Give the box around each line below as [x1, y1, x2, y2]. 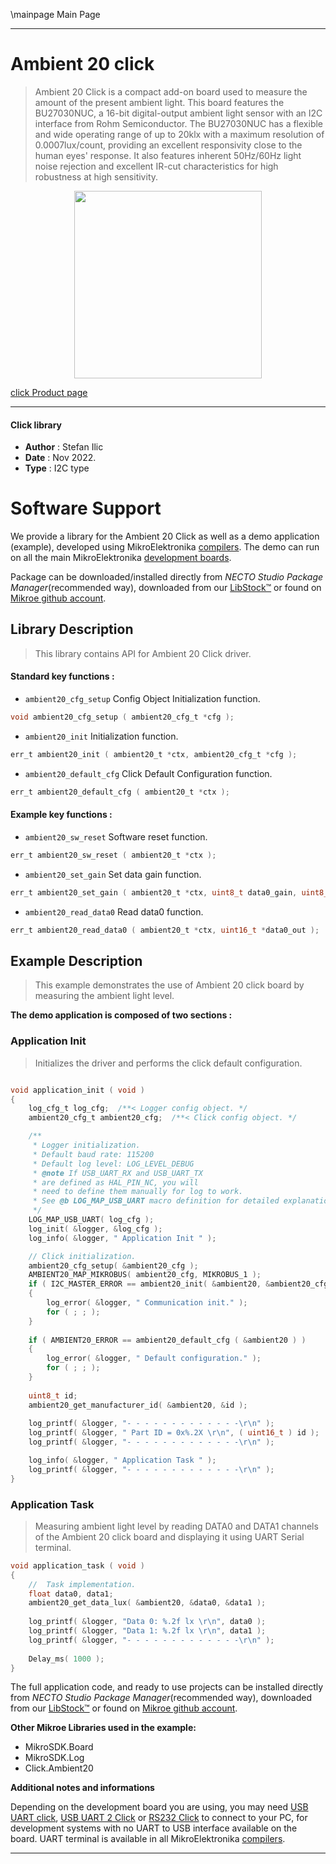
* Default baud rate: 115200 [32, 1149, 155, 1159]
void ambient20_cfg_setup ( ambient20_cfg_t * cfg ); [10, 712, 235, 723]
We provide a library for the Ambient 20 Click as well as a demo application [10, 530, 320, 543]
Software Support [10, 497, 162, 520]
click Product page [10, 386, 88, 398]
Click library [10, 419, 63, 431]
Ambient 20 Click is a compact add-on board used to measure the [34, 85, 308, 98]
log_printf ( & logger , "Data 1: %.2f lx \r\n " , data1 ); [28, 1626, 267, 1636]
